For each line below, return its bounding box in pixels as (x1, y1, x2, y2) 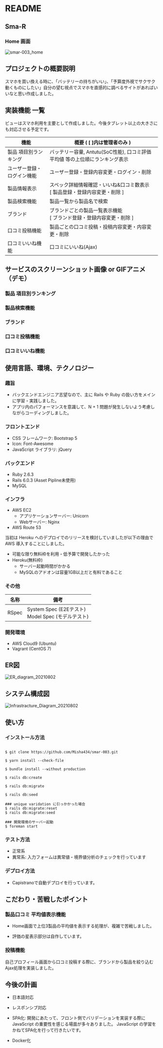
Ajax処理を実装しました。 (5, 965, 57, 970)
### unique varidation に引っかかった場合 (5, 801, 86, 807)
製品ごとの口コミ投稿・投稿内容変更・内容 (49, 223, 147, 230)
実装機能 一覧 (5, 106, 45, 115)
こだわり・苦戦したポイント (5, 895, 88, 903)
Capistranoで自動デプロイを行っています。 (12, 879, 98, 885)
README (5, 3, 42, 14)
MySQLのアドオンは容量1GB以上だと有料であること (19, 569, 123, 575)
